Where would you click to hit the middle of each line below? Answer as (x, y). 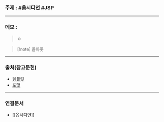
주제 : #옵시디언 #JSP (30, 7)
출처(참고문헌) (21, 68)
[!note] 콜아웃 (30, 49)
